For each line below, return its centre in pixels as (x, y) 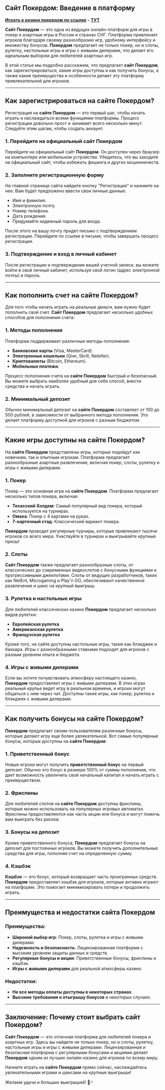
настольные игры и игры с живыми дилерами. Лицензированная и (75, 1047)
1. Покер (15, 480)
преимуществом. (23, 780)
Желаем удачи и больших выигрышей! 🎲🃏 (49, 1082)
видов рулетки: (21, 615)
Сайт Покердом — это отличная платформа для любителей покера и (78, 1036)
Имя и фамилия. (29, 201)
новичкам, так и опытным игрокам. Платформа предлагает (68, 457)
